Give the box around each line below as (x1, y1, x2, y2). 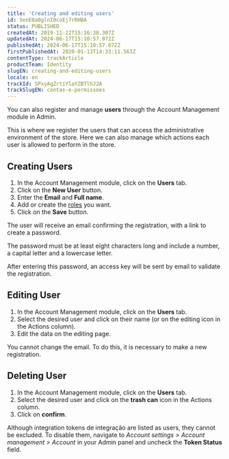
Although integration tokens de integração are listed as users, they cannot (7, 423, 216, 432)
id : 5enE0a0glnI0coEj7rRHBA (7, 16, 87, 23)
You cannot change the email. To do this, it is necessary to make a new (7, 342, 207, 351)
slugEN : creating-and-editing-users (7, 67, 111, 74)
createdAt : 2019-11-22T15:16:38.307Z (7, 29, 115, 36)
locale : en (7, 73, 38, 81)
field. (7, 445, 22, 454)
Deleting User (7, 370, 67, 381)
